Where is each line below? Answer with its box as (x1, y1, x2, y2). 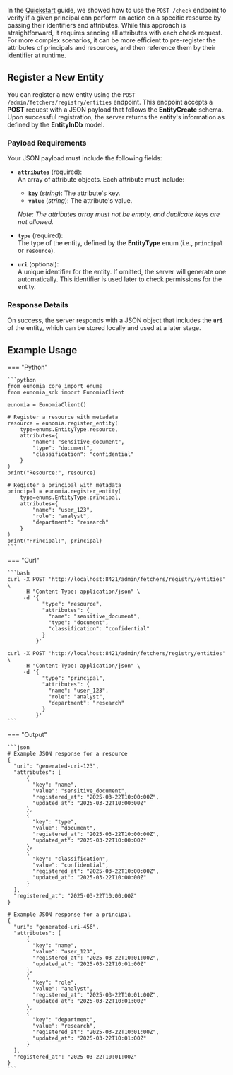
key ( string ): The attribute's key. (28, 189, 121, 197)
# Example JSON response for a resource (7, 751, 129, 758)
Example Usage (7, 344, 78, 356)
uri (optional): (17, 260, 59, 269)
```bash (7, 570, 30, 577)
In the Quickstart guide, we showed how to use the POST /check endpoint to (7, 6, 227, 14)
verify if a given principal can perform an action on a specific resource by (7, 13, 221, 22)
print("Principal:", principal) (7, 537, 102, 545)
